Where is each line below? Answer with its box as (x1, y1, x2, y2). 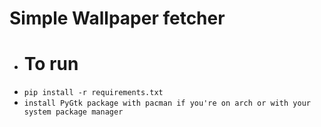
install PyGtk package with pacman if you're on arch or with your (23, 98, 311, 109)
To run (23, 53, 79, 76)
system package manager (23, 107, 124, 117)
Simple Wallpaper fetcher (9, 7, 226, 30)
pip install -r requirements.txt (23, 88, 164, 98)
